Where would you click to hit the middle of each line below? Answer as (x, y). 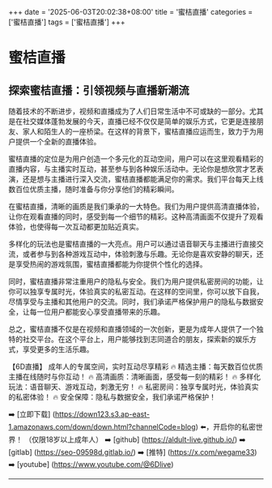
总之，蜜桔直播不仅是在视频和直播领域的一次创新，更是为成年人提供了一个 (132, 329)
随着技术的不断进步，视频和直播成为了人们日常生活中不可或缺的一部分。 (129, 111)
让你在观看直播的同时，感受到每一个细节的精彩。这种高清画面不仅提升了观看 (136, 216)
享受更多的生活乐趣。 (58, 349)
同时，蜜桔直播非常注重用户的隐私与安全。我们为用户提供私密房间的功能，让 (136, 281)
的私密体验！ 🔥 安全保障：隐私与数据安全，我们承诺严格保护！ (113, 397)
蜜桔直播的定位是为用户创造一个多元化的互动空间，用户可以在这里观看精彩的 (136, 159)
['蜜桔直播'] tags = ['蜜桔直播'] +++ (67, 22)
